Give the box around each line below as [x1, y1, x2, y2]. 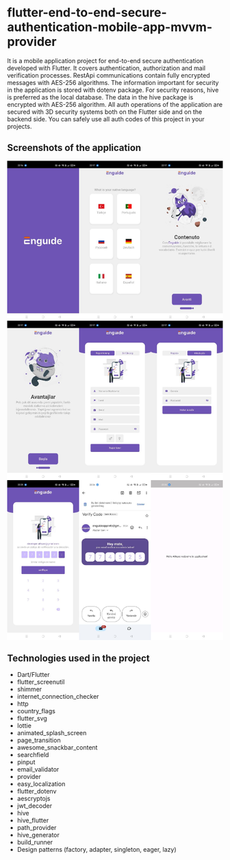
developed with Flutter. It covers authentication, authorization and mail [7, 64, 206, 72]
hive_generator [16, 831, 60, 839]
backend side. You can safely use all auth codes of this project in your [7, 115, 205, 123]
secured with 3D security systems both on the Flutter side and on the [7, 108, 203, 116]
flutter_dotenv [16, 787, 57, 796]
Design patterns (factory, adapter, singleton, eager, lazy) [16, 846, 177, 854]
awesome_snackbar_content [16, 743, 98, 752]
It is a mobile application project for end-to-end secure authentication [7, 56, 204, 64]
